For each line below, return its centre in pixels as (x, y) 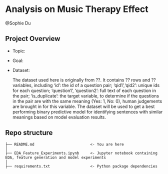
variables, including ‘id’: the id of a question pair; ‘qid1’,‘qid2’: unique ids (86, 85)
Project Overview (33, 39)
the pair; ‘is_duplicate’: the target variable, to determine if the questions (85, 95)
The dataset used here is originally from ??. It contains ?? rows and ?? (84, 80)
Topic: (19, 50)
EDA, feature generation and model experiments (56, 157)
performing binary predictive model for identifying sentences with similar (87, 111)
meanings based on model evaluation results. (59, 117)
